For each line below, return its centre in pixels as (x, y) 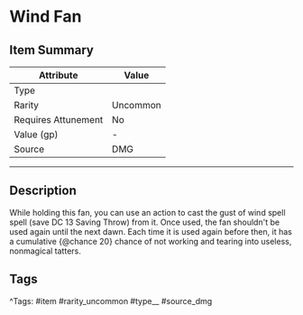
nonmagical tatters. (45, 251)
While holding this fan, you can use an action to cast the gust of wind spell (147, 212)
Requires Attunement (59, 120)
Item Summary (52, 50)
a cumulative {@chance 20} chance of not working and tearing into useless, (151, 241)
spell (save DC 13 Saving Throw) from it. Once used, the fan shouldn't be (145, 222)
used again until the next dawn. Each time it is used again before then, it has (151, 231)
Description (43, 191)
